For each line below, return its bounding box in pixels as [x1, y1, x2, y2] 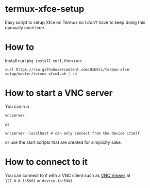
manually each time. [5, 24, 45, 30]
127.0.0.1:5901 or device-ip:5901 [5, 177, 73, 183]
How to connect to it [5, 156, 88, 167]
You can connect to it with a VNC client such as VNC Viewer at [5, 172, 131, 178]
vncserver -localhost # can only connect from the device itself [5, 131, 140, 136]
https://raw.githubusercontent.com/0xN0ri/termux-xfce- [16, 67, 132, 72]
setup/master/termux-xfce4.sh [5, 71, 67, 76]
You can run [5, 103, 30, 109]
